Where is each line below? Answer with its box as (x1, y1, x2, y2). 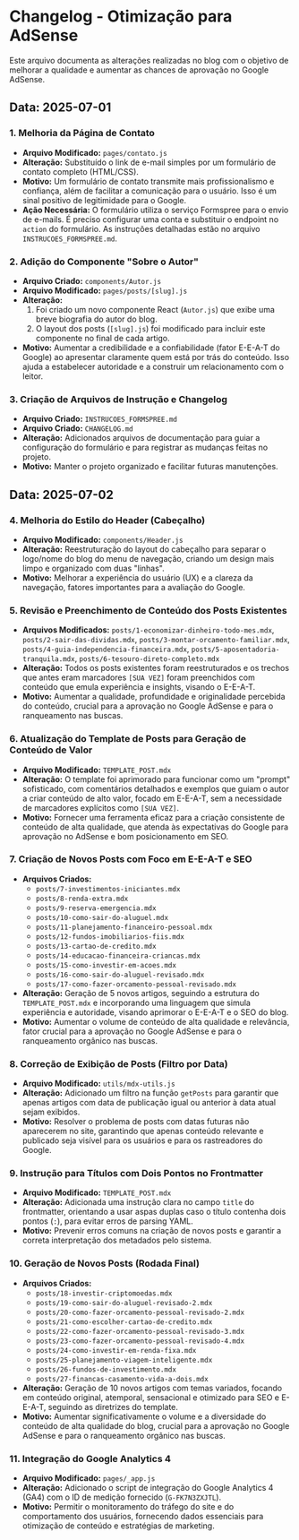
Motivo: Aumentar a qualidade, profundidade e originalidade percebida (21, 692, 286, 702)
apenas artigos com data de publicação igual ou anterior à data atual (21, 1097, 277, 1108)
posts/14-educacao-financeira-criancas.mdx (35, 951, 201, 960)
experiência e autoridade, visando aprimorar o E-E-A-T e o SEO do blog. (21, 1006, 289, 1018)
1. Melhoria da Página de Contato (9, 127, 155, 140)
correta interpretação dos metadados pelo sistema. (21, 1235, 212, 1246)
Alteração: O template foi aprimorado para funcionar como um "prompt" (21, 773, 291, 785)
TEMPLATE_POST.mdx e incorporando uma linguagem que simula (21, 997, 251, 1008)
